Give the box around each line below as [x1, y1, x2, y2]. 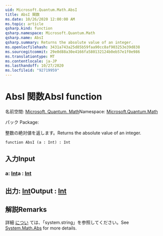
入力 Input [5, 155, 35, 163]
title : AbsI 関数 [5, 12, 40, 17]
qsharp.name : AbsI [5, 36, 44, 41]
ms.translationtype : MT [5, 54, 55, 59]
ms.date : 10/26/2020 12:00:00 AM [5, 17, 75, 22]
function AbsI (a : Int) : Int [5, 140, 71, 145]
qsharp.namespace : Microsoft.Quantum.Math [5, 31, 95, 36]
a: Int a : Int [5, 170, 32, 177]
